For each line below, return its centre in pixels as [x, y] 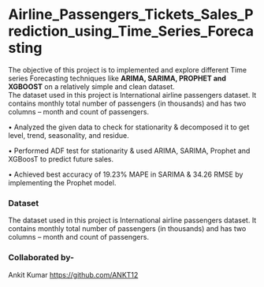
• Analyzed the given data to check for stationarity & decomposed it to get [129, 127]
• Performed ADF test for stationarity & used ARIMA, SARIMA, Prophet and [129, 151]
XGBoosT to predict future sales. [61, 158]
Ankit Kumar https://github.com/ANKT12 [73, 274]
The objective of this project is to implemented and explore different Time [127, 69]
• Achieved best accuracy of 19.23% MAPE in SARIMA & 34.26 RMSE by [126, 174]
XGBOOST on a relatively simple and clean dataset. [91, 86]
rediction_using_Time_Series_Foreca [131, 31]
